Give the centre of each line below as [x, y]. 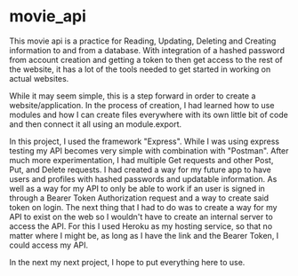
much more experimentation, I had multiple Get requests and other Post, [141, 160]
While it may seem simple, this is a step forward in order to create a [133, 96]
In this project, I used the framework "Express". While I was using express [145, 141]
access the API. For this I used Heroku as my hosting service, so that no [141, 226]
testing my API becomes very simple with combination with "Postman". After [149, 150]
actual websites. [39, 78]
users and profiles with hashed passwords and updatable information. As [143, 178]
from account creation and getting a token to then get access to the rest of [146, 59]
